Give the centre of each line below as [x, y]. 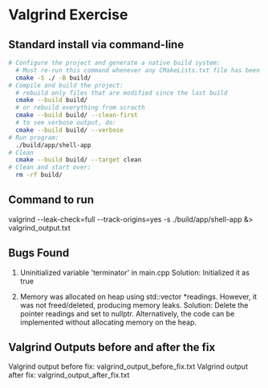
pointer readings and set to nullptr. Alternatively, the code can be [127, 313]
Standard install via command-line [96, 45]
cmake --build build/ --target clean [79, 160]
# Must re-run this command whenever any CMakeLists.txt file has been [138, 70]
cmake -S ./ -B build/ [53, 78]
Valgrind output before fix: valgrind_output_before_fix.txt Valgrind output [128, 366]
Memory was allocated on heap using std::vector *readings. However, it [138, 296]
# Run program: [34, 137]
